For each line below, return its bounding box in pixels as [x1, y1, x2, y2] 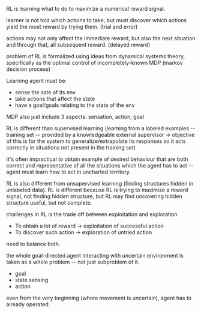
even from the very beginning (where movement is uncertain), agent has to [6, 294, 192, 301]
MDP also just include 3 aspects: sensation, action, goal [6, 113, 145, 120]
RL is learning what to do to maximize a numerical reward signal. [6, 5, 166, 12]
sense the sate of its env [14, 89, 76, 95]
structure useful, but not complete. [6, 199, 92, 206]
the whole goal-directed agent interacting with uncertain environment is [6, 252, 184, 259]
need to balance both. [6, 240, 61, 247]
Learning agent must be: [6, 77, 67, 84]
